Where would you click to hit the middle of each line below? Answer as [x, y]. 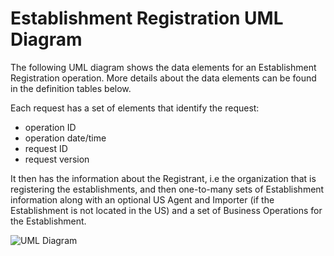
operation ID [50, 127]
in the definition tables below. [71, 88]
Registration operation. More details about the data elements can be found [163, 78]
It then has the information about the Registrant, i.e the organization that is [163, 178]
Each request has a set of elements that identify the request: [135, 108]
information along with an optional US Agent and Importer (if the [142, 199]
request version [57, 159]
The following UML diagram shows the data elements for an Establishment [163, 67]
